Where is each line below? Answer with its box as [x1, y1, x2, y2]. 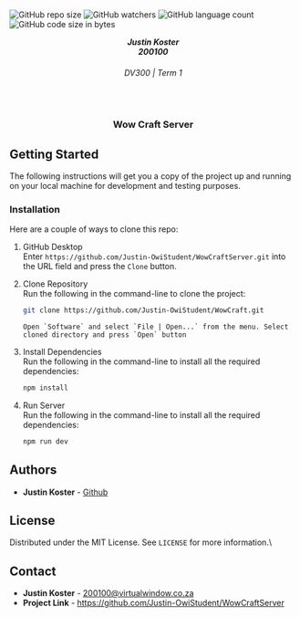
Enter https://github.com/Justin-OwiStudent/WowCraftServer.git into [22, 251, 286, 262]
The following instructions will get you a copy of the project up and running [9, 170, 292, 182]
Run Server [22, 400, 66, 411]
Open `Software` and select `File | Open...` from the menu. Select [22, 322, 289, 332]
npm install [22, 383, 68, 392]
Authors [9, 462, 57, 478]
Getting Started [9, 146, 99, 162]
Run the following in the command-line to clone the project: [22, 288, 246, 299]
